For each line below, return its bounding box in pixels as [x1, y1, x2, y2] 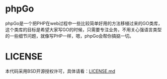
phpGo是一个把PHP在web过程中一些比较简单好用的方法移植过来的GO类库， [5, 20, 162, 26]
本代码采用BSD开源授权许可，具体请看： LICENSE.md [5, 68, 116, 74]
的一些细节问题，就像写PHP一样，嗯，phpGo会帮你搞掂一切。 [5, 33, 134, 39]
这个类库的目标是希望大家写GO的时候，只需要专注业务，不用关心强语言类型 [5, 26, 162, 33]
